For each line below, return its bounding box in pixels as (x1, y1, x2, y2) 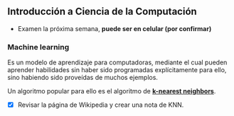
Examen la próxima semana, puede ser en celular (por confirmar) (17, 24, 212, 33)
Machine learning (7, 42, 70, 52)
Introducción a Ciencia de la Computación (7, 6, 197, 18)
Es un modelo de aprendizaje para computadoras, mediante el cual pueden (7, 58, 228, 66)
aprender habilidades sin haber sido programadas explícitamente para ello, (7, 66, 227, 74)
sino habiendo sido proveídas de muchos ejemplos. (7, 74, 159, 82)
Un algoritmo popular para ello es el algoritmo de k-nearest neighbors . (7, 87, 216, 95)
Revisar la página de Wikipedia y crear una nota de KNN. (17, 100, 184, 109)
